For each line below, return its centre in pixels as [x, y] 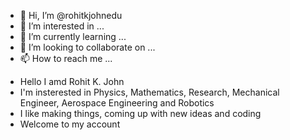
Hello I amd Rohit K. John [72, 81]
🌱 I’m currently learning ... [73, 36]
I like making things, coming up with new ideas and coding [140, 113]
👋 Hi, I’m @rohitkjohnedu [71, 15]
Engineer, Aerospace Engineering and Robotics [117, 103]
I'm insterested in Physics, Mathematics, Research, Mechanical [149, 92]
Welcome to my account [70, 124]
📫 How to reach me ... [66, 58]
